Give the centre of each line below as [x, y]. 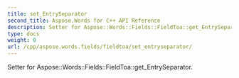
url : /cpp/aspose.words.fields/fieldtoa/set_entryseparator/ [100, 47]
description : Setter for [44, 27]
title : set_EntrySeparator [47, 14]
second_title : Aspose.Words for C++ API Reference [84, 21]
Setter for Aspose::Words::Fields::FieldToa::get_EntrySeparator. [100, 67]
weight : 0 [22, 40]
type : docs [23, 34]
